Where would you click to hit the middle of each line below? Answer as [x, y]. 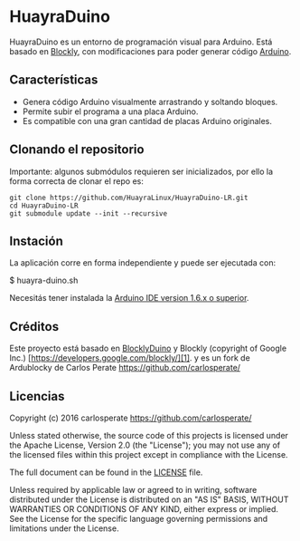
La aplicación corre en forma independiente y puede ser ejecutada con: [143, 263]
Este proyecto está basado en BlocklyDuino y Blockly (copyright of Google [148, 348]
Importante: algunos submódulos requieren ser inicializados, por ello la [141, 171]
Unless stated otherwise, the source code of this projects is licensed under [149, 435]
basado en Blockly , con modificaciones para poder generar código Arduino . [150, 51]
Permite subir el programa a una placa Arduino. [110, 111]
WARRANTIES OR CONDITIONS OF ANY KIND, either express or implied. [144, 509]
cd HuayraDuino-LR [44, 206]
